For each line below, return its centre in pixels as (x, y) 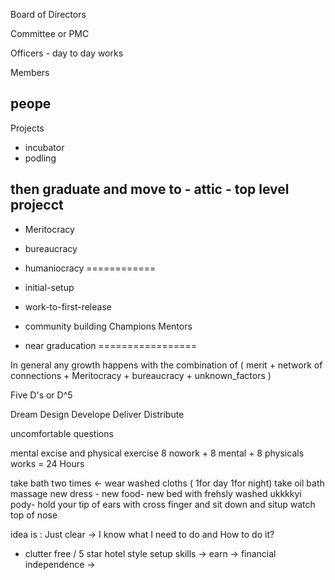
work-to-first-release (68, 306)
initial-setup (49, 287)
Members (30, 72)
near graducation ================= (111, 345)
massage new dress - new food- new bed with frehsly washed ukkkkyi (156, 493)
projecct (37, 205)
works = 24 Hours (47, 463)
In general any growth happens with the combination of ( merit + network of (166, 365)
